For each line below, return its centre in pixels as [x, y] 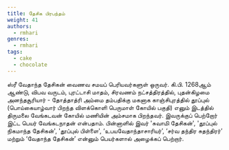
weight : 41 [23, 20]
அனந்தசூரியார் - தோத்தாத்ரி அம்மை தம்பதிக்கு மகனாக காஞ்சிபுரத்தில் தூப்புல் [108, 100]
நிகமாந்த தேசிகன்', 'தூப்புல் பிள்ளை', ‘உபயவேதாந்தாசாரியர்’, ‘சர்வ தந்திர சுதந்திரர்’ [115, 131]
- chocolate [31, 65]
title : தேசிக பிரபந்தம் [36, 13]
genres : [18, 39]
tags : [15, 52]
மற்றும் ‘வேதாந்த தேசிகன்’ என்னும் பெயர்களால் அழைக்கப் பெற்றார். [96, 138]
